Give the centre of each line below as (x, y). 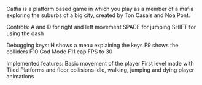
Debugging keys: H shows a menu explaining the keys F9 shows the (92, 45)
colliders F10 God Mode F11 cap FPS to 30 (60, 52)
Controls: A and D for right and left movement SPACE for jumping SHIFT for (101, 27)
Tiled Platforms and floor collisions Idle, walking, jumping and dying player (100, 70)
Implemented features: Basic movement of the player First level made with (100, 63)
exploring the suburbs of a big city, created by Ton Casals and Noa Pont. (98, 15)
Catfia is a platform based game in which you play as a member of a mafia (100, 9)
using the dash (25, 33)
